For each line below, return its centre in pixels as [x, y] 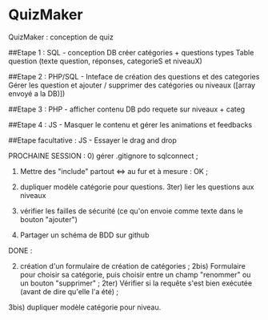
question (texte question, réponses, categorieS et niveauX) [105, 61]
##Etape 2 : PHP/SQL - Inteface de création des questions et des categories [134, 76]
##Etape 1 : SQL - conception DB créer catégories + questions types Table [131, 52]
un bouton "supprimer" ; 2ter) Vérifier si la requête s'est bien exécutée [136, 283]
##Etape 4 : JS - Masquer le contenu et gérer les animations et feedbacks [130, 124]
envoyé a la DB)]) [37, 93]
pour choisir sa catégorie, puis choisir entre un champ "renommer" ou [135, 274]
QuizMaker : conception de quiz [61, 37]
